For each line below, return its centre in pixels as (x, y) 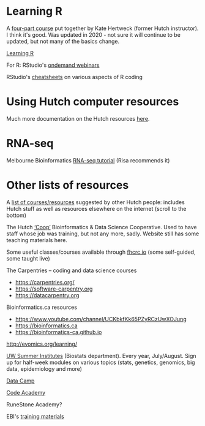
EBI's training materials (35, 416)
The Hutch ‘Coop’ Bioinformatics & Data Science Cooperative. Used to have (102, 227)
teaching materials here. (37, 240)
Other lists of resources (68, 185)
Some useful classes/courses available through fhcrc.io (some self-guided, (101, 252)
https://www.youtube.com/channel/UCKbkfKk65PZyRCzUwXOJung (101, 319)
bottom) (16, 215)
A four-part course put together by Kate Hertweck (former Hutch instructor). (102, 28)
